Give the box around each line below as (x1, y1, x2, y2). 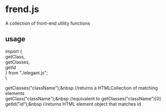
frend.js (5, 4, 40, 15)
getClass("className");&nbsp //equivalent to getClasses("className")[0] (5, 95, 161, 101)
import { (5, 48, 22, 54)
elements (5, 90, 25, 96)
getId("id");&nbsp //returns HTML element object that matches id (5, 101, 141, 107)
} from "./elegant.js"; (5, 70, 48, 76)
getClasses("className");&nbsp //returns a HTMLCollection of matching (5, 85, 158, 91)
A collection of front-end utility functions (5, 20, 90, 26)
